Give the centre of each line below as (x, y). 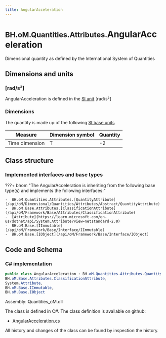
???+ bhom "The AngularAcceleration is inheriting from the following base (80, 186)
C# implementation (29, 264)
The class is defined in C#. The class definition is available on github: (75, 311)
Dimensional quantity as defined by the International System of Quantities (80, 58)
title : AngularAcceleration (34, 10)
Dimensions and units (39, 74)
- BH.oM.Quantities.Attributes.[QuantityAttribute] (61, 200)
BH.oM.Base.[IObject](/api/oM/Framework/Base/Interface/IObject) (80, 235)
